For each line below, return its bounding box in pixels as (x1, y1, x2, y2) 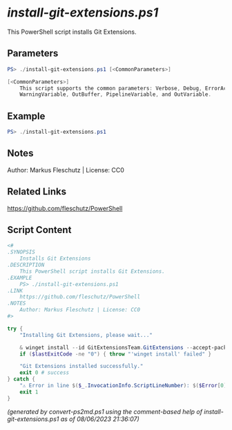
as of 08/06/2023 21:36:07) (60, 415, 139, 423)
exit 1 (19, 388, 39, 396)
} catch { (7, 376, 36, 383)
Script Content (7, 224, 72, 236)
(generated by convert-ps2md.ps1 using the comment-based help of (7, 407, 202, 416)
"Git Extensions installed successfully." (19, 363, 144, 370)
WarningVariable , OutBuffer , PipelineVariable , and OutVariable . (19, 91, 212, 98)
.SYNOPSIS (7, 249, 36, 256)
